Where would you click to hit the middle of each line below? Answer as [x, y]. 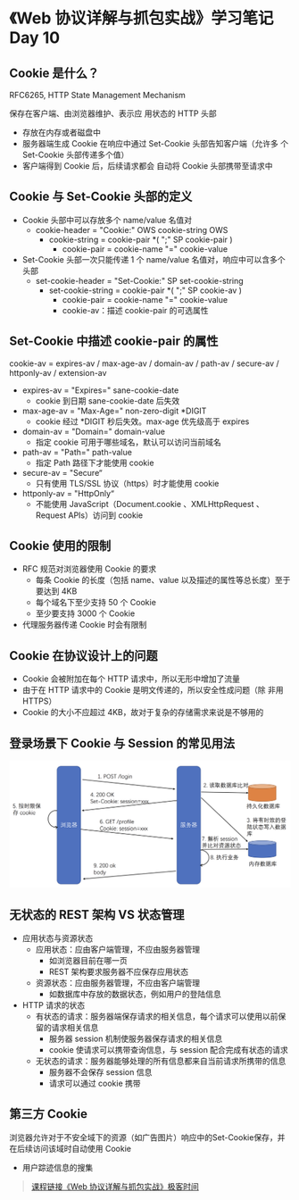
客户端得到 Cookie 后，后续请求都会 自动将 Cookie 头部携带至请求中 [147, 166]
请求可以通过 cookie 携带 [95, 1083]
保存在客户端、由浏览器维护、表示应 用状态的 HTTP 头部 [113, 113]
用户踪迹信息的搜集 [58, 1167]
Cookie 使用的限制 [60, 546]
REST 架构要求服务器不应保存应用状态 [119, 971]
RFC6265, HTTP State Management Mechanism [97, 95]
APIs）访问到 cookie [106, 515]
